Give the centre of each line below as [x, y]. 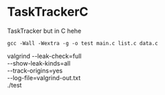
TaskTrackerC [48, 12]
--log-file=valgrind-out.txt [44, 78]
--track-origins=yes [35, 70]
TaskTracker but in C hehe [44, 31]
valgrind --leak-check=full [44, 56]
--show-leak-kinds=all [39, 63]
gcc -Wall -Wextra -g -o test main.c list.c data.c [82, 43]
